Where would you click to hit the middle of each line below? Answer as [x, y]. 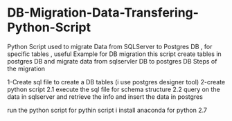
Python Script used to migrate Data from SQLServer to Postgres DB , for [110, 46]
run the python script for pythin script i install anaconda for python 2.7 [107, 110]
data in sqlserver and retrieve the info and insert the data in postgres [105, 96]
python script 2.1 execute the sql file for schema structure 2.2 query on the [114, 89]
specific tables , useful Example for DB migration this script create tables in [114, 54]
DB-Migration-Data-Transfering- [103, 13]
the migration [26, 68]
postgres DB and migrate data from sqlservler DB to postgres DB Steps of [112, 61]
